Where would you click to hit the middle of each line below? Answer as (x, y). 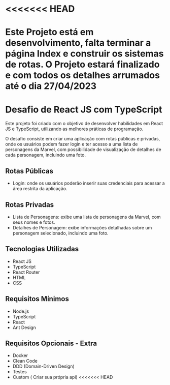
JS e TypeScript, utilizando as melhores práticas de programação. (74, 129)
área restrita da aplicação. (40, 189)
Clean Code (25, 361)
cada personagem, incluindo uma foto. (46, 155)
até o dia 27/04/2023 (51, 86)
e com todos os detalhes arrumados (82, 76)
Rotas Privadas (30, 205)
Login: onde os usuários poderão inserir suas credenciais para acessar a (89, 183)
